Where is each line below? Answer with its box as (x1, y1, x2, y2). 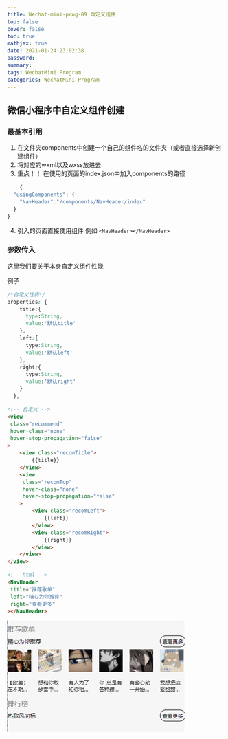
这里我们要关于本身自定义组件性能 (7, 262, 104, 270)
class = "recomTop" (22, 478, 72, 485)
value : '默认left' (25, 349, 73, 356)
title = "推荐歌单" (10, 586, 56, 593)
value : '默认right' (25, 378, 76, 385)
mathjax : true (7, 40, 48, 47)
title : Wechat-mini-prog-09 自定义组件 (7, 11, 116, 18)
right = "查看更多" (10, 600, 56, 608)
